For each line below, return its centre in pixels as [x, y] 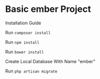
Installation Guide [23, 23]
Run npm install [22, 42]
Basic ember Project [48, 9]
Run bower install [25, 52]
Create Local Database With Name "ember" [50, 61]
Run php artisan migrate [31, 71]
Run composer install [28, 32]
